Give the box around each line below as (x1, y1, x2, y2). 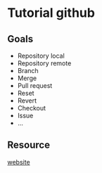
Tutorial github (7, 5, 95, 21)
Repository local (17, 51, 65, 60)
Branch (17, 67, 39, 75)
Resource (7, 139, 51, 151)
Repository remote (17, 59, 72, 68)
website (7, 158, 30, 166)
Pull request (17, 82, 53, 89)
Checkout (17, 104, 46, 112)
